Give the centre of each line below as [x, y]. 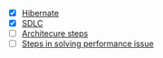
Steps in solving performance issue [88, 43]
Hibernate [40, 13]
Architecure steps [55, 34]
